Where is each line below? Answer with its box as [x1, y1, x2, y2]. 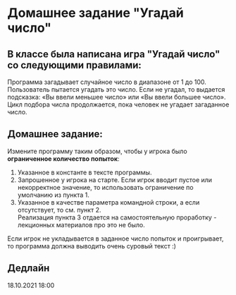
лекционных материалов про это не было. [17, 220, 146, 229]
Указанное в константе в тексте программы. [17, 168, 152, 176]
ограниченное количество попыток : [7, 154, 120, 163]
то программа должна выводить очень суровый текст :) [7, 241, 176, 250]
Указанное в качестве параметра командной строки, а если [17, 198, 200, 206]
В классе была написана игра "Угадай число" [7, 48, 221, 60]
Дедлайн [7, 263, 50, 275]
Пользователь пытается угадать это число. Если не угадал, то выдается [7, 85, 225, 93]
